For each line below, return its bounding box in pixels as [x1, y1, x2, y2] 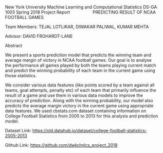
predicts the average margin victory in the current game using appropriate [5, 103, 154, 108]
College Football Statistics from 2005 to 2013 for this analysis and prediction [5, 113, 158, 119]
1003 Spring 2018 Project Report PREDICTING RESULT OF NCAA [5, 9, 156, 15]
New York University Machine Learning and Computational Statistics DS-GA [5, 4, 157, 10]
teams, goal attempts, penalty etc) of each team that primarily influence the [5, 87, 157, 93]
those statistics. [5, 73, 37, 78]
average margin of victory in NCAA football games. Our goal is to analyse [5, 57, 152, 63]
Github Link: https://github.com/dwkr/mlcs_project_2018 [5, 142, 118, 148]
